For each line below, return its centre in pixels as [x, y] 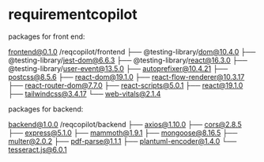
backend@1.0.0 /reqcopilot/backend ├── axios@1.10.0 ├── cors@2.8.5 [125, 124]
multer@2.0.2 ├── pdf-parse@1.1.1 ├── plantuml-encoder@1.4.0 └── [123, 141]
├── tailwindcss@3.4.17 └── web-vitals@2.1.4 [85, 93]
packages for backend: [46, 109]
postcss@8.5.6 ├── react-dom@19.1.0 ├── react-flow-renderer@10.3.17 [126, 77]
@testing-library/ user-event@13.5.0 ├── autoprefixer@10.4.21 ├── [118, 68]
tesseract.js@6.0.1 [38, 149]
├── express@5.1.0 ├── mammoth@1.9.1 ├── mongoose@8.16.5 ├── [123, 133]
